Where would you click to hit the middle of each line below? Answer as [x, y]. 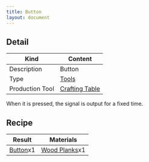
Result [22, 140]
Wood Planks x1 [63, 150]
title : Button [24, 12]
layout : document [28, 18]
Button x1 [22, 150]
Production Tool [32, 89]
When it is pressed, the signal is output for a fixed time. [75, 104]
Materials [63, 140]
